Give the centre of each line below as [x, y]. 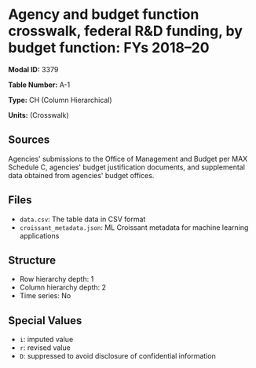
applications [39, 235]
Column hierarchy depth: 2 [63, 287]
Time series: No [45, 296]
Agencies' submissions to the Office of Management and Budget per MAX [128, 158]
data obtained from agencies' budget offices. [81, 175]
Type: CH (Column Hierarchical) [60, 100]
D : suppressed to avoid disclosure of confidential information [117, 356]
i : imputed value [46, 340]
